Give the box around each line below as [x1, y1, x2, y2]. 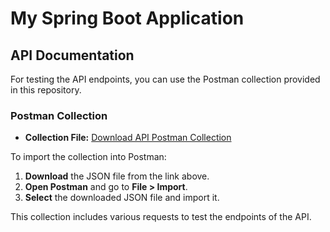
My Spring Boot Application [10, 7, 245, 30]
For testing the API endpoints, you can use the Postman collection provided [10, 73, 321, 85]
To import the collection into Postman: [10, 151, 167, 163]
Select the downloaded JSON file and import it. [24, 192, 220, 204]
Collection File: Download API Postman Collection [24, 132, 232, 144]
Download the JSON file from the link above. [24, 170, 210, 182]
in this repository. [10, 84, 82, 96]
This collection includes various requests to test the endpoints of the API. [10, 211, 312, 223]
